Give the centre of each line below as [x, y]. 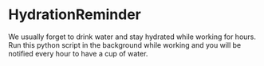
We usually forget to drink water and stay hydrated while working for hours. [132, 37]
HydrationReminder [75, 15]
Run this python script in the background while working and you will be [125, 45]
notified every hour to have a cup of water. [78, 53]
